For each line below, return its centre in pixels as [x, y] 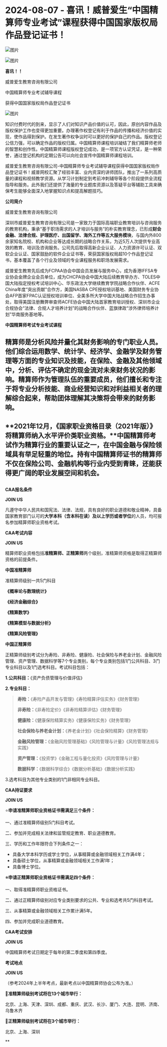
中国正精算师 [18, 644]
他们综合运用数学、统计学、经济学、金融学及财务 [80, 351]
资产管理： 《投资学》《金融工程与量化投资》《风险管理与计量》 [79, 758]
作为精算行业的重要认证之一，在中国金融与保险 [83, 445]
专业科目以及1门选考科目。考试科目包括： [47, 667]
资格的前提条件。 [23, 560]
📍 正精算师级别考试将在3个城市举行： [43, 1021]
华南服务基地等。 [29, 314]
